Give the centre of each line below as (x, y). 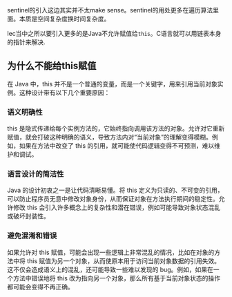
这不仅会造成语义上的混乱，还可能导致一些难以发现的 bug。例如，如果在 (110, 269)
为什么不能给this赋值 (52, 66)
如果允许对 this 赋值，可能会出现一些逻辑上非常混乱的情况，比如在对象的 (111, 252)
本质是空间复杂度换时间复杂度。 (65, 19)
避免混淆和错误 (32, 236)
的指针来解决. (27, 42)
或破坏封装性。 (28, 216)
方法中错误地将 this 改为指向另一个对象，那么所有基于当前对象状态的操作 (117, 278)
